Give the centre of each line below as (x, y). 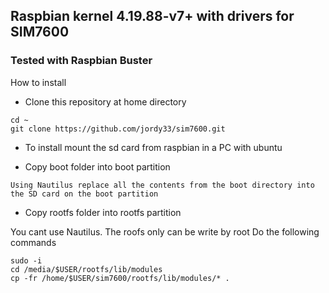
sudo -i (26, 260)
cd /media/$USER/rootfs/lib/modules (86, 269)
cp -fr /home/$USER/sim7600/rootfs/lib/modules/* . (120, 278)
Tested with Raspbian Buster (81, 61)
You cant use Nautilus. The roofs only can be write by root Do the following (165, 231)
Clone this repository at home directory (105, 101)
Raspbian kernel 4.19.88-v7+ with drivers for (152, 16)
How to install (38, 82)
